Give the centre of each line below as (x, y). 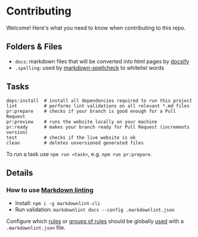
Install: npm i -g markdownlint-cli (57, 203)
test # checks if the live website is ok (71, 137)
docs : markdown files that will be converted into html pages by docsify (102, 61)
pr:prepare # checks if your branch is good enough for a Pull (91, 111)
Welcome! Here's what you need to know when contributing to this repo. (96, 28)
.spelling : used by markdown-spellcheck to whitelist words (89, 68)
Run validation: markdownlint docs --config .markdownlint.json (94, 210)
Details (20, 173)
